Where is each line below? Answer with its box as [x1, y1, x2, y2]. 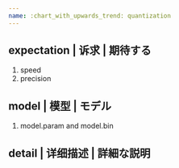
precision [19, 74, 52, 84]
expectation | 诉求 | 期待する [8, 43, 152, 57]
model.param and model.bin [19, 121, 114, 131]
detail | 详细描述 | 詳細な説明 [8, 146, 151, 160]
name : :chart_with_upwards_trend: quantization [8, 11, 172, 20]
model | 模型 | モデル [8, 99, 111, 113]
